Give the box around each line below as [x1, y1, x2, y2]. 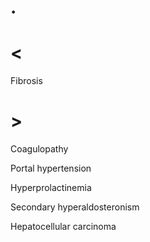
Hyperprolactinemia [10, 182, 92, 194]
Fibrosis [10, 75, 43, 87]
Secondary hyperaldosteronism [10, 201, 140, 213]
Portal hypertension [10, 162, 92, 175]
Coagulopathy [10, 143, 69, 155]
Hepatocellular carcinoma [10, 221, 117, 233]
